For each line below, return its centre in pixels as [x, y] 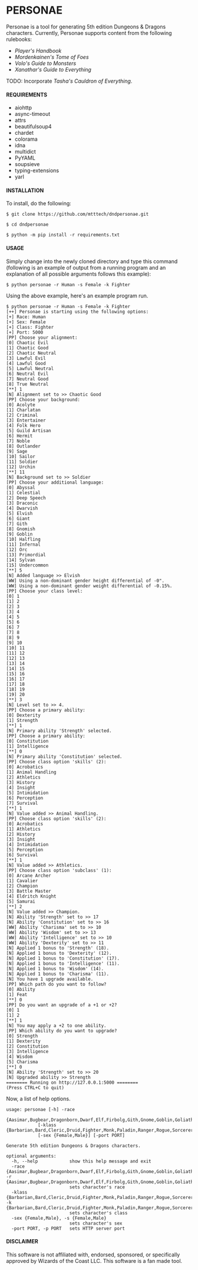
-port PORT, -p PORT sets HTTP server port [68, 1228]
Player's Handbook [38, 50]
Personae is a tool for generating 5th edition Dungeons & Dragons [86, 27]
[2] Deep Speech [26, 498]
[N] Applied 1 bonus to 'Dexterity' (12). [59, 953]
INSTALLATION [25, 190]
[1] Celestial [24, 493]
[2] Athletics [24, 777]
